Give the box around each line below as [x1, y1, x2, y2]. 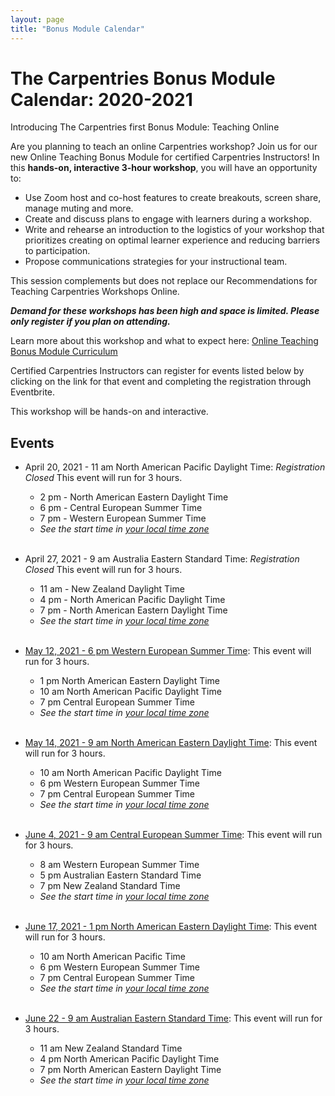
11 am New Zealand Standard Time [39, 1042, 183, 1055]
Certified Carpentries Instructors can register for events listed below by [10, 365, 305, 377]
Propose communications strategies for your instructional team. [24, 256, 288, 268]
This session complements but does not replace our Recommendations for [10, 275, 318, 287]
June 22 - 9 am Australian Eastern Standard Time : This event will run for [24, 1012, 323, 1025]
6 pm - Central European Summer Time [39, 502, 203, 514]
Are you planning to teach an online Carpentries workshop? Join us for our [10, 141, 318, 153]
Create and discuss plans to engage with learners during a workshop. [24, 213, 312, 225]
